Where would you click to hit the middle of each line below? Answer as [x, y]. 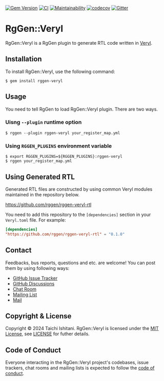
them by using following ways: [37, 268]
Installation [24, 59]
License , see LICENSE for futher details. [47, 334]
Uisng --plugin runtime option [44, 122]
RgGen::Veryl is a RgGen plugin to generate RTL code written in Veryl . [79, 43]
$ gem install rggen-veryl [34, 81]
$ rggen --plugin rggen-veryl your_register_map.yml [63, 133]
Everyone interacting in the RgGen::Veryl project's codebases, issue [77, 362]
